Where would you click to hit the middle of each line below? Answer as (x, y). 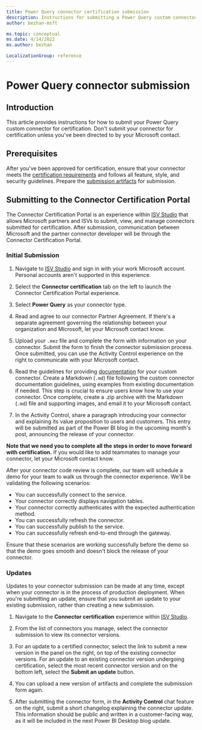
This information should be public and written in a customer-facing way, (104, 714)
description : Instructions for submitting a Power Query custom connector (102, 17)
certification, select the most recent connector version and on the (96, 666)
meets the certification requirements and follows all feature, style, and (93, 174)
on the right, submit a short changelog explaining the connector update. (104, 708)
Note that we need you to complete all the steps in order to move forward (99, 446)
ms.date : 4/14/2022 (31, 40)
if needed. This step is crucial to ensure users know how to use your (99, 391)
